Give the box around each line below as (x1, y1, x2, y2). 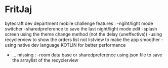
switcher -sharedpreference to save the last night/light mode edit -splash (5, 25, 157, 31)
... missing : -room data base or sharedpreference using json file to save (12, 52, 162, 58)
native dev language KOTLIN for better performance (17, 42, 126, 48)
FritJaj (5, 4, 32, 15)
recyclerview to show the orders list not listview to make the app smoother (5, 37, 160, 43)
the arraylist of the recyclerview (12, 57, 79, 63)
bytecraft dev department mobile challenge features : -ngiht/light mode (5, 20, 153, 26)
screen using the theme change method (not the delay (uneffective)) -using (5, 31, 162, 37)
